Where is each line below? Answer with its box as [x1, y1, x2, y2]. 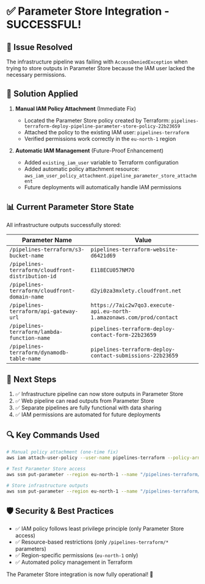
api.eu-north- [90, 308, 132, 315]
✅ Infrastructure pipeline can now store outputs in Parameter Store [15, 391, 184, 398]
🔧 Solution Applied [6, 88, 78, 99]
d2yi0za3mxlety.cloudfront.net [90, 287, 182, 294]
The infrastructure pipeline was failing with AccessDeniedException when [6, 58, 188, 65]
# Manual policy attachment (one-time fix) [6, 449, 119, 455]
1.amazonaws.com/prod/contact [90, 314, 179, 321]
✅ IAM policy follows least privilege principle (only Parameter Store [15, 525, 184, 532]
